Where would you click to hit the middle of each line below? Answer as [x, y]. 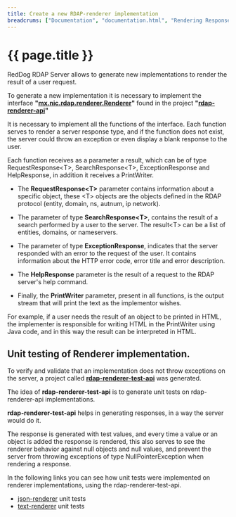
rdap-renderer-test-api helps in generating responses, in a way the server [116, 413]
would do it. [24, 421]
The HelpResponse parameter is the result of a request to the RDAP [116, 274]
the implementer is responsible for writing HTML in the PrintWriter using [111, 324]
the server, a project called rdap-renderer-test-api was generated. [104, 378]
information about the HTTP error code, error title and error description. [121, 261]
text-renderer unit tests [51, 506]
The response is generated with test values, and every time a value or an [112, 434]
